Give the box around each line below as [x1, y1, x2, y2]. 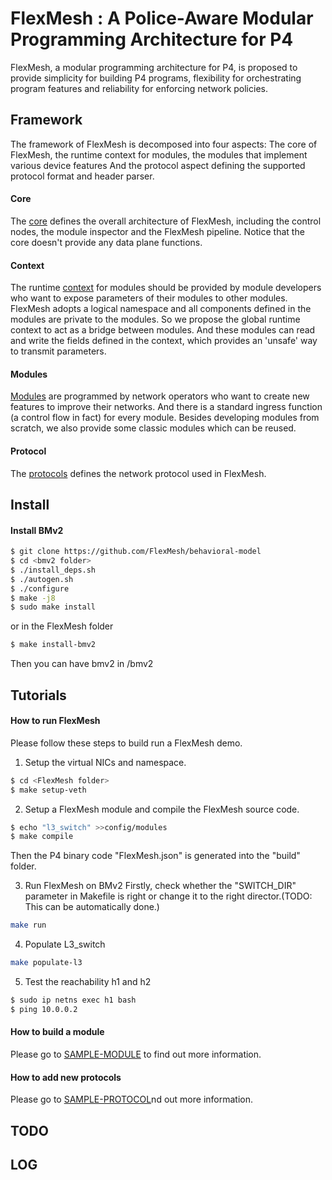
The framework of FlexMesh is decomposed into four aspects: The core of [10, 138, 318, 150]
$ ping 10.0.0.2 [10, 1004, 78, 1014]
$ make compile [10, 832, 74, 842]
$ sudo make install [10, 602, 97, 612]
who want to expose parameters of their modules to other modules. [10, 292, 288, 304]
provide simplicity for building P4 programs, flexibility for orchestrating [10, 72, 302, 84]
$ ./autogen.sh [10, 574, 74, 584]
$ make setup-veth [10, 785, 87, 795]
